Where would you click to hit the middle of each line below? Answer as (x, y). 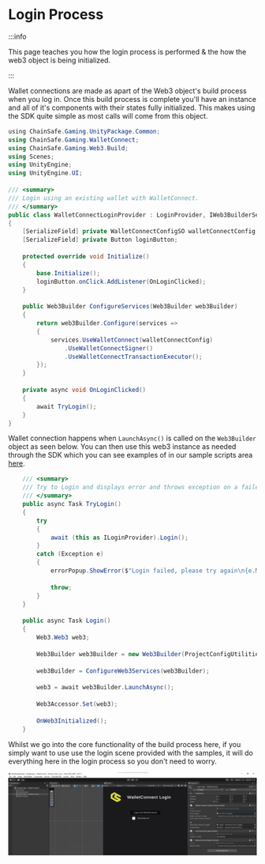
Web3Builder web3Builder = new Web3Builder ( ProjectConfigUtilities (149, 654)
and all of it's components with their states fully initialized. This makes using (132, 108)
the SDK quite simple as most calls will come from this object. (108, 115)
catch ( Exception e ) (70, 554)
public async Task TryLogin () (72, 504)
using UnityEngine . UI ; (45, 173)
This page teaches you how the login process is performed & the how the (127, 51)
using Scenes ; (32, 157)
